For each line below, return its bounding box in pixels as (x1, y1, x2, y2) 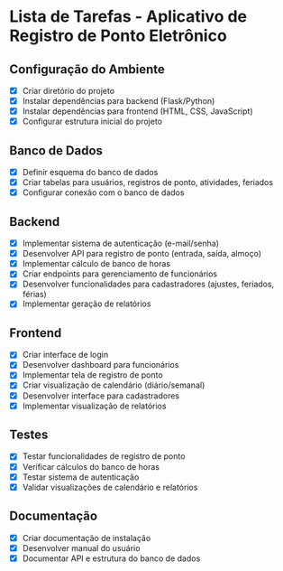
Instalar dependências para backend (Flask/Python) (22, 96, 215, 107)
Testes (9, 427, 49, 443)
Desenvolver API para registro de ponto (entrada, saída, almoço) (22, 248, 262, 259)
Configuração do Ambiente (9, 61, 165, 77)
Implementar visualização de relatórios (22, 400, 167, 411)
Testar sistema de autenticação (22, 472, 140, 482)
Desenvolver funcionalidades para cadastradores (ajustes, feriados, (22, 278, 275, 290)
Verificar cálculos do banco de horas (22, 461, 160, 472)
